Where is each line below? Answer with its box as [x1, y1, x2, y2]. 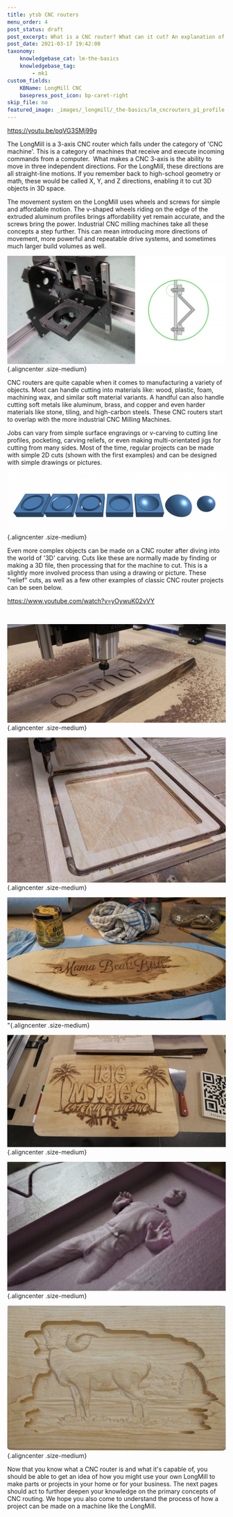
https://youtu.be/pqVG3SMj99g [7, 126, 97, 135]
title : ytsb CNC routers [7, 11, 79, 18]
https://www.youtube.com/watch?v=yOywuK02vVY [7, 597, 155, 605]
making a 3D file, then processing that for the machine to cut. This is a [7, 561, 208, 570]
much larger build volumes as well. [7, 242, 106, 250]
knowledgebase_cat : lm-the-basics [19, 56, 119, 63]
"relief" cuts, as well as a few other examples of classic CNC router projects [7, 576, 224, 584]
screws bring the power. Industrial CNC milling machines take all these [7, 220, 209, 228]
